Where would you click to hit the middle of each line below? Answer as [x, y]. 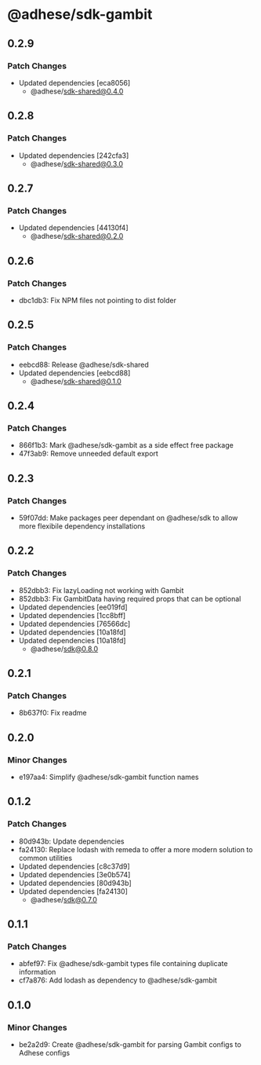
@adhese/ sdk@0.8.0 [64, 649]
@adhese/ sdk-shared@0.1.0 [76, 381]
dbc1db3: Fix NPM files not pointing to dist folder [98, 300]
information [37, 972]
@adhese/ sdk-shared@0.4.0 [77, 91]
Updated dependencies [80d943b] [75, 883]
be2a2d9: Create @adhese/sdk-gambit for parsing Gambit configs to [130, 1045]
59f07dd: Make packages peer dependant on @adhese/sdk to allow [128, 518]
